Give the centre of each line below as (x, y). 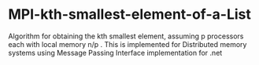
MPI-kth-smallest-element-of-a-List (130, 14)
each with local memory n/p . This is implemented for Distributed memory (128, 44)
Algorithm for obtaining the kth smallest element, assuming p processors (126, 36)
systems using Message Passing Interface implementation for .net (115, 52)
